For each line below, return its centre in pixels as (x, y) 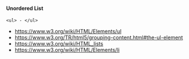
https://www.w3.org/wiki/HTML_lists (59, 44)
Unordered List (25, 8)
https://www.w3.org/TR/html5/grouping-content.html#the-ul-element (99, 37)
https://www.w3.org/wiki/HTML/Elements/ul (68, 32)
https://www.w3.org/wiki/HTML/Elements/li (67, 50)
